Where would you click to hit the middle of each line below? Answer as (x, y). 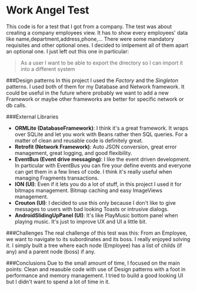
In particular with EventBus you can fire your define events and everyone (103, 165)
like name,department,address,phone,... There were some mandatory (90, 39)
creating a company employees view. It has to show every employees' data (97, 32)
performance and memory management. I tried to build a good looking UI (95, 275)
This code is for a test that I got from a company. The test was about (89, 26)
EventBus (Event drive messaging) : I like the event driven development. (102, 159)
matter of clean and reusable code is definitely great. (79, 140)
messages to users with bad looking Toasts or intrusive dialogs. (91, 209)
